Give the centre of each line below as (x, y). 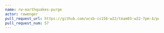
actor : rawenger (21, 14)
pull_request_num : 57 (27, 23)
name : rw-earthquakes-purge (34, 9)
